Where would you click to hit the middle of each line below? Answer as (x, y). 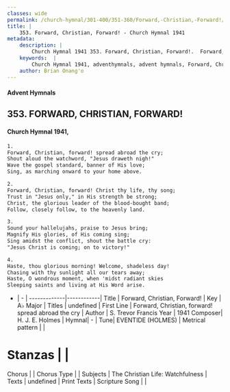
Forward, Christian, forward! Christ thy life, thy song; (91, 190)
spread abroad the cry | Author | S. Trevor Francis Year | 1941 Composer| (120, 313)
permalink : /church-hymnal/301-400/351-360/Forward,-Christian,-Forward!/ (116, 20)
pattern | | (31, 328)
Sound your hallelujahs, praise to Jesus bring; (78, 228)
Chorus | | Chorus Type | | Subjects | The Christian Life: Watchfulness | (107, 374)
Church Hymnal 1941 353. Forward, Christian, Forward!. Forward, (128, 52)
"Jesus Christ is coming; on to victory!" (68, 247)
